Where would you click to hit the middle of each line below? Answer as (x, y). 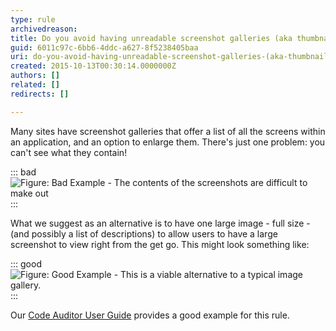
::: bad (23, 172)
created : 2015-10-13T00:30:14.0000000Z (93, 66)
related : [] (35, 85)
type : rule (33, 19)
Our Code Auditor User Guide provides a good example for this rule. (150, 315)
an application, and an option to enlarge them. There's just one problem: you (168, 142)
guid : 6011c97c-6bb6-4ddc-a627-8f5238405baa (104, 47)
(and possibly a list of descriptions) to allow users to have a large (144, 233)
